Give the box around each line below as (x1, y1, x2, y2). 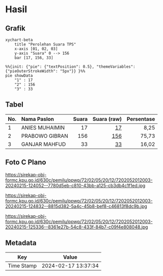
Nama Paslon (21, 115, 55, 122)
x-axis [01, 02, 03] (14, 46, 58, 52)
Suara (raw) (92, 115, 122, 122)
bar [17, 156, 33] (14, 55, 53, 60)
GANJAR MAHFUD (21, 140, 66, 147)
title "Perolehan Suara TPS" (14, 42, 76, 47)
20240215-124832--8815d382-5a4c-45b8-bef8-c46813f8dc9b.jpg (5, 203, 148, 209)
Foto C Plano (5, 158, 46, 167)
